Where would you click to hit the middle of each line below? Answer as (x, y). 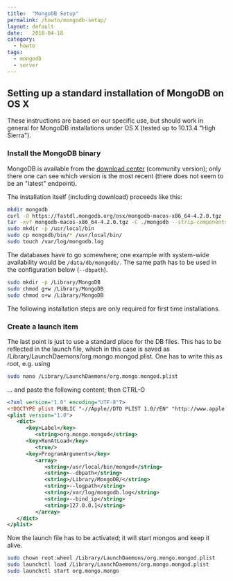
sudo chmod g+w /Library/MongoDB (55, 288)
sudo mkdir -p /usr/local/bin (51, 229)
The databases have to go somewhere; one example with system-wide (108, 254)
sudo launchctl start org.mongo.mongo (63, 571)
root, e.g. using (29, 363)
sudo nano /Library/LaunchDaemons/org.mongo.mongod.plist (93, 376)
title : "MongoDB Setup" (43, 14)
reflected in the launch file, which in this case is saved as (88, 349)
